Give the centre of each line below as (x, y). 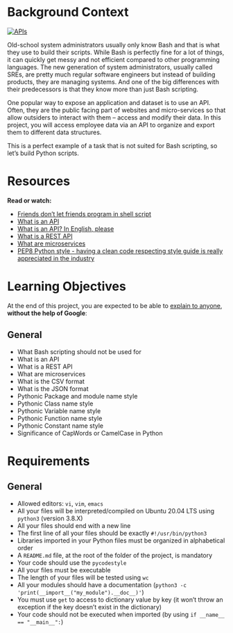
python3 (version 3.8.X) (50, 518)
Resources (39, 181)
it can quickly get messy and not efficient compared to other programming (113, 59)
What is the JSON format (53, 388)
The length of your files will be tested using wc (83, 577)
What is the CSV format (51, 381)
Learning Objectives (67, 287)
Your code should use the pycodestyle (72, 562)
